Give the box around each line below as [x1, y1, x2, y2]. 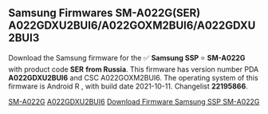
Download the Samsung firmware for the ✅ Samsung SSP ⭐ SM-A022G [8, 53, 246, 62]
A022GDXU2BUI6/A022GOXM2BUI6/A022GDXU [8, 19, 256, 33]
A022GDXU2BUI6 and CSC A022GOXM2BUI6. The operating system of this [8, 73, 258, 82]
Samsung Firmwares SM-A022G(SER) [8, 6, 201, 20]
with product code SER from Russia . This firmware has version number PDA [8, 64, 259, 74]
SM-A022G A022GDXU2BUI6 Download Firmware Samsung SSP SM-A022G [8, 96, 260, 106]
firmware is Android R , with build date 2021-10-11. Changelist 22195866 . [8, 81, 249, 91]
